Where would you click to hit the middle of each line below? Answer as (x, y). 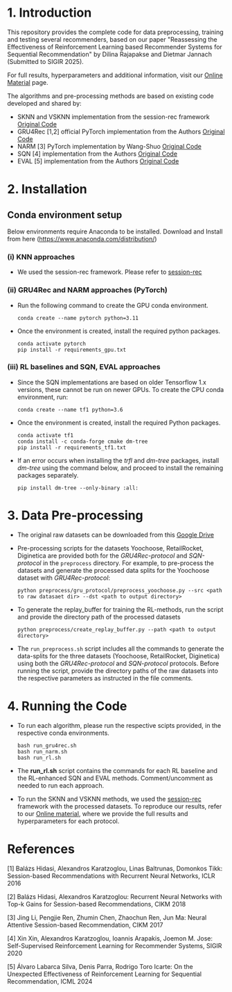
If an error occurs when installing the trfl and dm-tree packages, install (118, 460)
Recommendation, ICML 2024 (50, 981)
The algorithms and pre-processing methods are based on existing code (110, 96)
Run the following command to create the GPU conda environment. (113, 305)
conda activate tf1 (45, 435)
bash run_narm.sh (42, 751)
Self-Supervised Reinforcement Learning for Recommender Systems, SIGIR (115, 945)
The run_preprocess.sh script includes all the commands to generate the (121, 649)
